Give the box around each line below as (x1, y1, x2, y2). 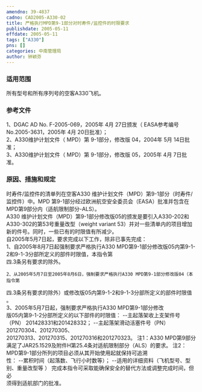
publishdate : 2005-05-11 (6, 25, 69, 32)
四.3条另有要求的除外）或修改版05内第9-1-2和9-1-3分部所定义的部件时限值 (6, 289, 192, 296)
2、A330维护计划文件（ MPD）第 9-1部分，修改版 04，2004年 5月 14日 (6, 136, 185, 144)
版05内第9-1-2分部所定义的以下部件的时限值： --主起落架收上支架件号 (6, 311, 181, 318)
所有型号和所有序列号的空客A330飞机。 (6, 89, 104, 96)
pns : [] (6, 43, 26, 49)
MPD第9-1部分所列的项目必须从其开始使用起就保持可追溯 (6, 349, 148, 356)
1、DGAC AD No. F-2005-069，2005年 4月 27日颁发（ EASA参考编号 (6, 121, 179, 128)
